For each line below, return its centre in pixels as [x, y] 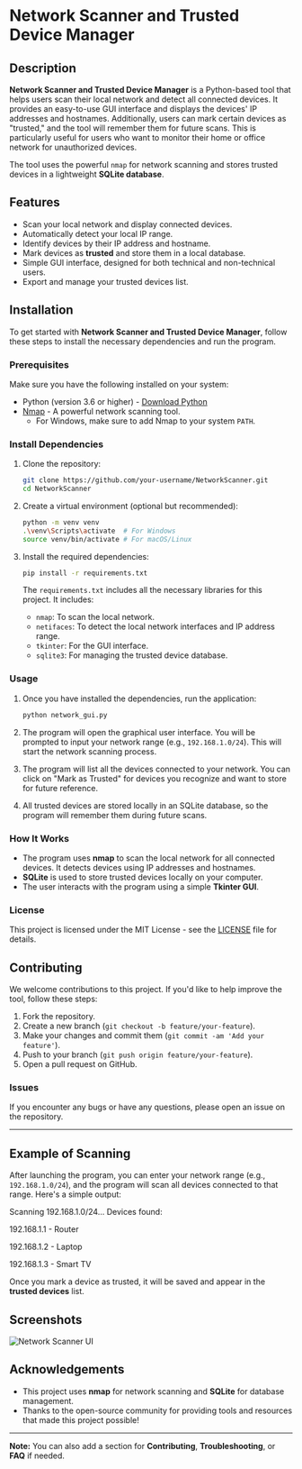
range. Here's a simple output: [65, 1194]
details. [23, 939]
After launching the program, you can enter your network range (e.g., [138, 1175]
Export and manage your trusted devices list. [105, 281]
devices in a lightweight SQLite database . [87, 174]
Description [43, 68]
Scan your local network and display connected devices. [127, 224]
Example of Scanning [70, 1153]
